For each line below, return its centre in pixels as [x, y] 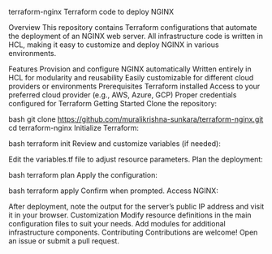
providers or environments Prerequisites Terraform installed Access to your [134, 86]
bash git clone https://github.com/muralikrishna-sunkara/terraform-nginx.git [136, 119]
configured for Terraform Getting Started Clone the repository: [113, 103]
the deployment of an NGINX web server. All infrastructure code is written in [136, 36]
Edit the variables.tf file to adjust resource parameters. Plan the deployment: [136, 159]
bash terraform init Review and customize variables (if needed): [114, 144]
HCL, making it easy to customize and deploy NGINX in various [114, 45]
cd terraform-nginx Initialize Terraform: [74, 128]
